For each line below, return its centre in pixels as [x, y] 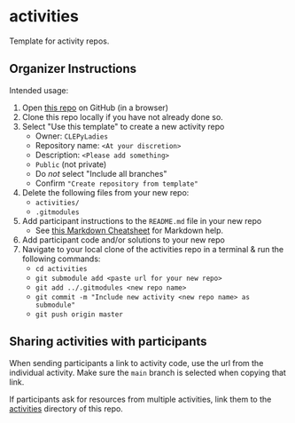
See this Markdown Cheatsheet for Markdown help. [129, 230]
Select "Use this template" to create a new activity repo [123, 126]
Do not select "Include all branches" [101, 173]
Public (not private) [71, 164]
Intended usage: [39, 90]
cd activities [61, 268]
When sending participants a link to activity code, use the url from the [136, 363]
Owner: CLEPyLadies [72, 136]
